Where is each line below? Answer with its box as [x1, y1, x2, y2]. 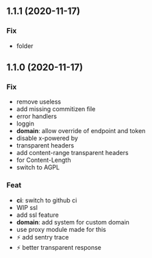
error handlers [16, 113, 58, 121]
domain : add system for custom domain [16, 218, 129, 226]
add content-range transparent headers [16, 149, 129, 157]
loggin [16, 119, 35, 128]
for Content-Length [16, 156, 71, 164]
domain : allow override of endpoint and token [16, 127, 146, 135]
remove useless [16, 97, 62, 106]
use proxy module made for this [16, 225, 107, 233]
